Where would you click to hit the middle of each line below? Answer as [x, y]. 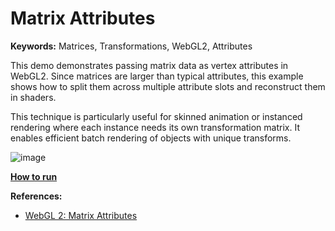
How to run [34, 176]
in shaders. [33, 97]
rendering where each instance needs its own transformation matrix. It [155, 127]
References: [36, 196]
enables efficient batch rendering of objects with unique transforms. [151, 138]
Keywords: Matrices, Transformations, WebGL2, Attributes [131, 46]
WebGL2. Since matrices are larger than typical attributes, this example [157, 76]
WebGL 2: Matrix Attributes [81, 215]
